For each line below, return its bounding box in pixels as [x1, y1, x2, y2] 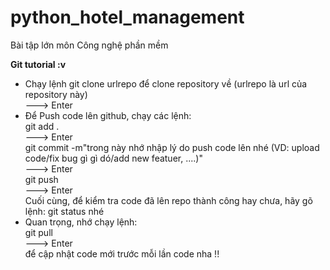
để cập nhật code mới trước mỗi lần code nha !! [24, 247, 220, 260]
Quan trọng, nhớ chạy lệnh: [24, 216, 138, 228]
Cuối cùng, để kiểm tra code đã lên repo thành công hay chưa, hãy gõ [24, 194, 313, 206]
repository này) [24, 88, 88, 100]
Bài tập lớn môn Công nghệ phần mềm [10, 39, 169, 51]
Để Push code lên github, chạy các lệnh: [24, 109, 192, 121]
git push [24, 173, 59, 185]
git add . [24, 120, 60, 132]
